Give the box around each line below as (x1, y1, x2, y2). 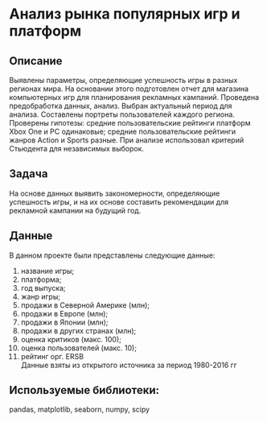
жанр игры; (20, 292, 61, 301)
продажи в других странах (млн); (20, 325, 137, 335)
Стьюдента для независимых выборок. (9, 144, 144, 153)
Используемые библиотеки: (9, 383, 160, 397)
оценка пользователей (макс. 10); (20, 343, 138, 353)
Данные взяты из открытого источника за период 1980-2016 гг (20, 360, 237, 370)
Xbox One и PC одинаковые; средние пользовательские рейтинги (9, 126, 236, 136)
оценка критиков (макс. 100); (20, 334, 121, 344)
